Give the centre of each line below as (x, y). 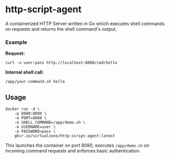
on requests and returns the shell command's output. (61, 29)
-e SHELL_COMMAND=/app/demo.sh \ (50, 123)
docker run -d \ (22, 109)
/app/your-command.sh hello (35, 82)
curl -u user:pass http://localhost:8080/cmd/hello (61, 63)
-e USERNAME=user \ (35, 127)
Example (16, 42)
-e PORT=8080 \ (31, 118)
